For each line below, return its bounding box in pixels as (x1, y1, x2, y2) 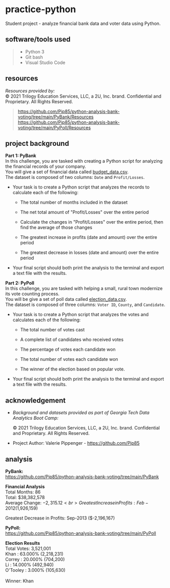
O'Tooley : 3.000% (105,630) (5, 567, 66, 573)
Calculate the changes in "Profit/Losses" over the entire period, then (20, 219, 163, 225)
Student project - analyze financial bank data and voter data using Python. (5, 20, 161, 26)
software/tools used (5, 35, 71, 44)
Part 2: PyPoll (5, 280, 35, 286)
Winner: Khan (5, 578, 34, 584)
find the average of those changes (20, 225, 92, 231)
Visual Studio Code (25, 59, 65, 66)
